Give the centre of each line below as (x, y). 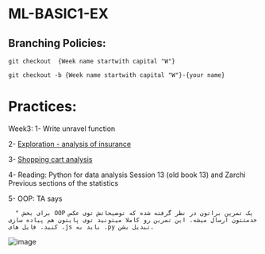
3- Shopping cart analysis (50, 159)
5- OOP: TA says (35, 198)
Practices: (42, 107)
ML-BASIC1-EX (58, 14)
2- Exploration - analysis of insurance (70, 144)
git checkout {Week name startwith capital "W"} (92, 61)
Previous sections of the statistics (63, 183)
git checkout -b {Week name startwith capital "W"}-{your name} (117, 75)
